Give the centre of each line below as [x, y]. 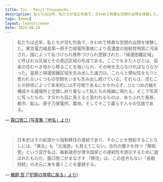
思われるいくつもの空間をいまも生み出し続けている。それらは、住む [85, 79]
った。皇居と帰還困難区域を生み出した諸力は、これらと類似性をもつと [88, 73]
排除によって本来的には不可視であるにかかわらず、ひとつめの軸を [92, 85]
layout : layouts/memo [27, 23]
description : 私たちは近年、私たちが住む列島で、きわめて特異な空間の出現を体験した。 [83, 14]
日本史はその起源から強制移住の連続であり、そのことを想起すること [85, 140]
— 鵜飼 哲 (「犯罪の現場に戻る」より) [41, 175]
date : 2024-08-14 [23, 28]
